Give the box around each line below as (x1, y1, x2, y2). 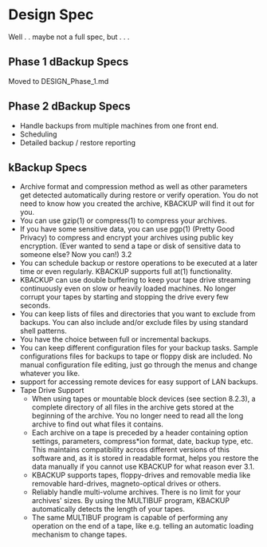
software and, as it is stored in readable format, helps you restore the (31, 454, 259, 463)
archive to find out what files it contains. (31, 419, 163, 429)
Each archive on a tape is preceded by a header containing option (31, 428, 249, 438)
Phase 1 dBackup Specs (8, 55, 129, 69)
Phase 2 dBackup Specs (8, 100, 132, 113)
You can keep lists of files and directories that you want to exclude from (19, 309, 256, 319)
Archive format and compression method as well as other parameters (19, 182, 248, 192)
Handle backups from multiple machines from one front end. (19, 121, 219, 130)
